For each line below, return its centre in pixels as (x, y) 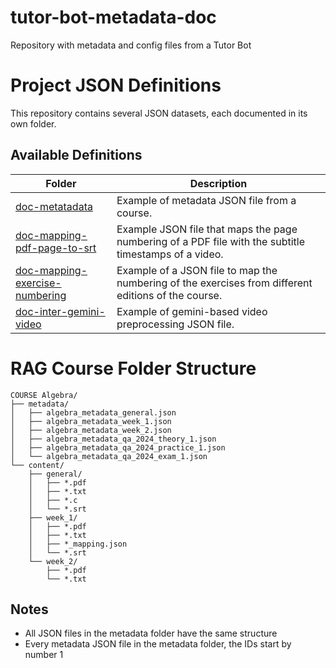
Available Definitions (76, 155)
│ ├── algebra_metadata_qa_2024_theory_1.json (113, 439)
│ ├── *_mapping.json (78, 544)
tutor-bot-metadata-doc (113, 17)
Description (218, 183)
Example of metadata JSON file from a (206, 200)
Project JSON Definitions (116, 85)
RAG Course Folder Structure (133, 368)
